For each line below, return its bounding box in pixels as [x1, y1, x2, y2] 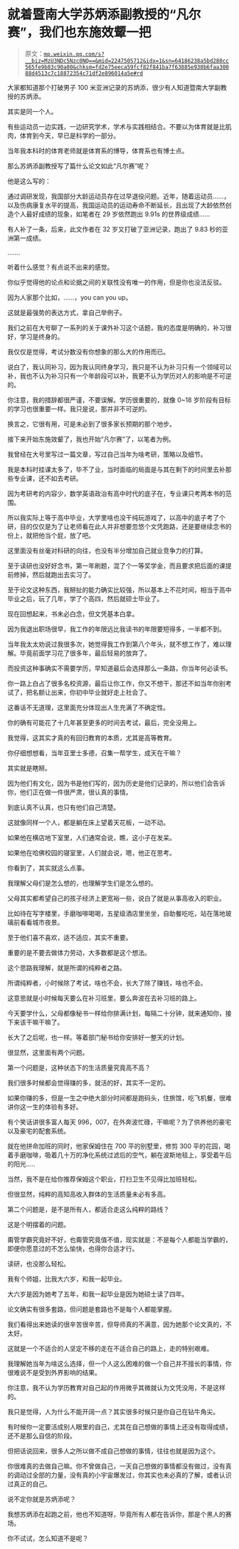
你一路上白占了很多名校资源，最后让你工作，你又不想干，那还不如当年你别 [7, 679, 225, 687]
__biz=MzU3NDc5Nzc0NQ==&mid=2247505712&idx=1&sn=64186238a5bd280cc [24, 57, 229, 64]
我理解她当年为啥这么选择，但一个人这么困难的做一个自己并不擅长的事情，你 [7, 1359, 232, 1368]
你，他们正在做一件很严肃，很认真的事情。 [7, 787, 132, 796]
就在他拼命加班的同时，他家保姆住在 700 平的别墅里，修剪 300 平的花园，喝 [7, 1142, 231, 1150]
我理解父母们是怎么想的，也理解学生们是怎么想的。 [7, 879, 157, 887]
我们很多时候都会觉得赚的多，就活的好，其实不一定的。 [7, 1078, 169, 1087]
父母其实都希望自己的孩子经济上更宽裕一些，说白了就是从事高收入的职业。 [7, 894, 225, 902]
